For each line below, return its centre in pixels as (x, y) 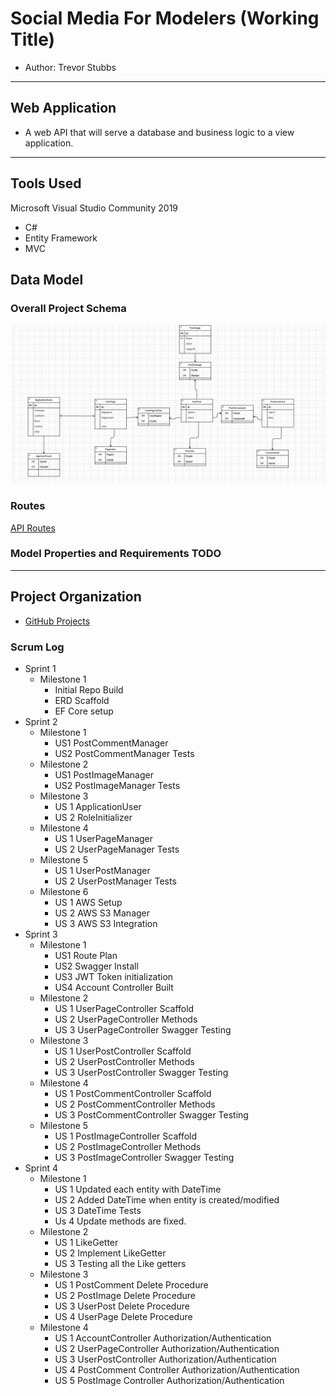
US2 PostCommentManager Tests (124, 753)
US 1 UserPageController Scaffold (124, 1008)
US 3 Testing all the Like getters (120, 1263)
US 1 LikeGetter (86, 1242)
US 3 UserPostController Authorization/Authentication (165, 1359)
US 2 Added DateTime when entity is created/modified (167, 1199)
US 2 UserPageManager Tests (117, 849)
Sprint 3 (41, 934)
